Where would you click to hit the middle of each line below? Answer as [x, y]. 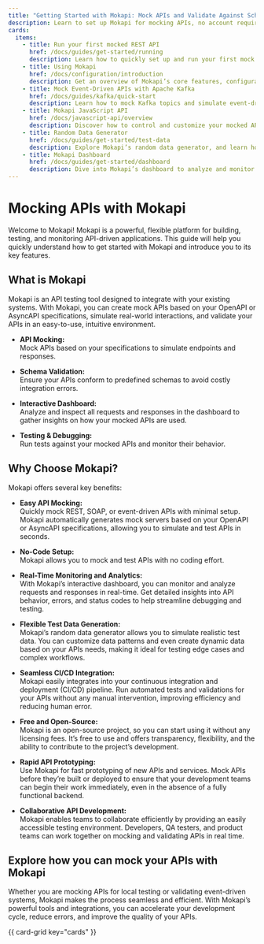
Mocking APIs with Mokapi [97, 208]
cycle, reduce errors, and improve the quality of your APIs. [103, 917]
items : [26, 37]
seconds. [35, 536]
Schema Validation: [52, 371]
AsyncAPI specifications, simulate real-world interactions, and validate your [130, 315]
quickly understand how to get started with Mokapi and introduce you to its [130, 247]
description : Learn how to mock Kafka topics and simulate [127, 103]
